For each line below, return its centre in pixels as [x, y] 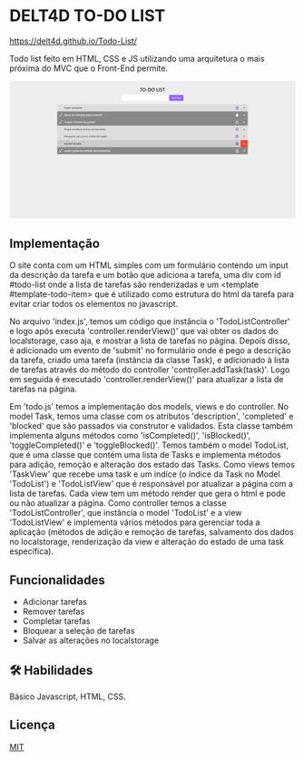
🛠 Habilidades [51, 670]
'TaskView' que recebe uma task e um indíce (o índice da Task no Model [145, 474]
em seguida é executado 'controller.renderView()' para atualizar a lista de [147, 380]
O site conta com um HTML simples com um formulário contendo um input [149, 265]
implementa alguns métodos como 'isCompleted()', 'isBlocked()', [130, 436]
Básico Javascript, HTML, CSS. [68, 697]
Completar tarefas [56, 621]
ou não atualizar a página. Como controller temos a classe [118, 503]
